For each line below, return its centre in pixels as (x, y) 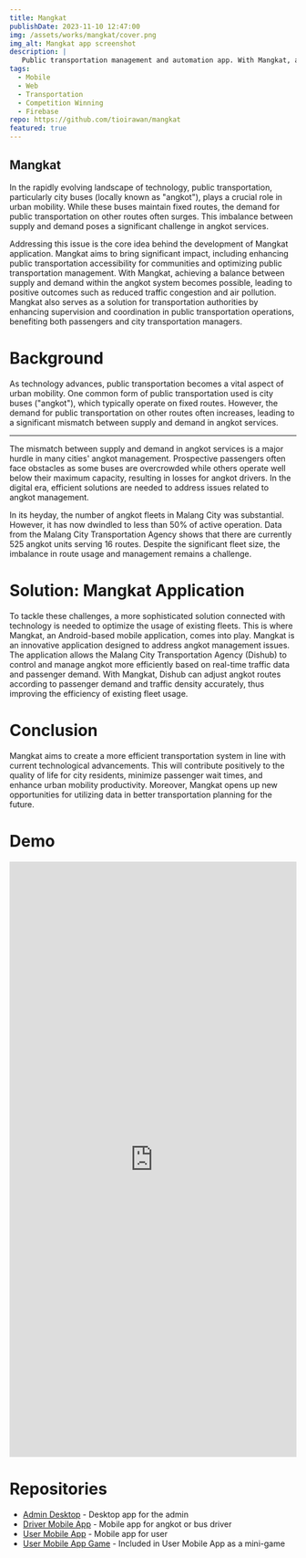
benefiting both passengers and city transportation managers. (126, 321)
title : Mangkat (38, 18)
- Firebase (38, 111)
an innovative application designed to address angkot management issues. (149, 645)
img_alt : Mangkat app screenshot (73, 43)
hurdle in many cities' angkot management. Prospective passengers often (148, 458)
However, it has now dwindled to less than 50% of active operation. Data (146, 524)
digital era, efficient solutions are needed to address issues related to (139, 487)
